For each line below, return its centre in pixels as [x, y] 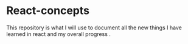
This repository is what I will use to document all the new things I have [94, 28]
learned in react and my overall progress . [59, 34]
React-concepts [48, 11]
